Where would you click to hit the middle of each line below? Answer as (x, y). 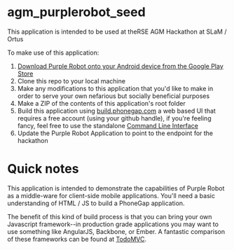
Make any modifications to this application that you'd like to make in (115, 88)
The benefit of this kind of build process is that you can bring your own (110, 216)
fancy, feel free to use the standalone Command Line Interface (108, 125)
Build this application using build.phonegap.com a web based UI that (116, 111)
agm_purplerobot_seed (76, 12)
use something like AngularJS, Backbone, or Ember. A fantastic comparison (116, 231)
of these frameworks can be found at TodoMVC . (77, 239)
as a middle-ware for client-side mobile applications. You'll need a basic (111, 195)
